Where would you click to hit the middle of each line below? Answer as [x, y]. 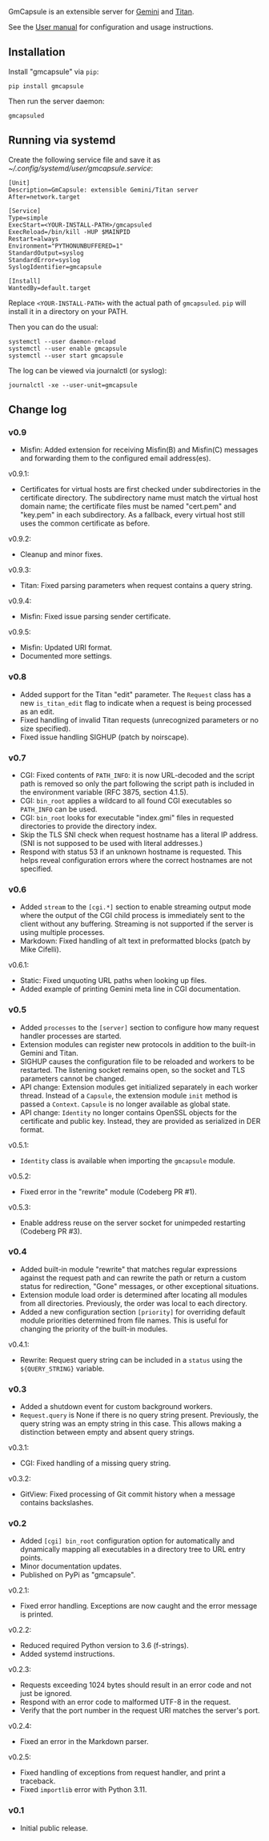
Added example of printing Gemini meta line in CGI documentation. [130, 989]
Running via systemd [62, 141]
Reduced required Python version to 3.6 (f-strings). [104, 1646]
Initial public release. [54, 1828]
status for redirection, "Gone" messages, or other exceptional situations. [139, 1286]
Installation [37, 52]
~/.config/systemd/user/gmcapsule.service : [81, 168]
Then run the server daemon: [56, 101]
